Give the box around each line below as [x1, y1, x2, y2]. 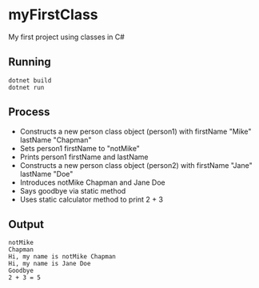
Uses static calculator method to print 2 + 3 [19, 194, 164, 204]
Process [8, 106, 50, 119]
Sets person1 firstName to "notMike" [19, 143, 140, 153]
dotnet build [8, 76, 52, 85]
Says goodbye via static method [19, 186, 126, 195]
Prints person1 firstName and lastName [19, 152, 149, 162]
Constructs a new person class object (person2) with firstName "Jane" [19, 160, 253, 170]
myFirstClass [8, 6, 98, 24]
